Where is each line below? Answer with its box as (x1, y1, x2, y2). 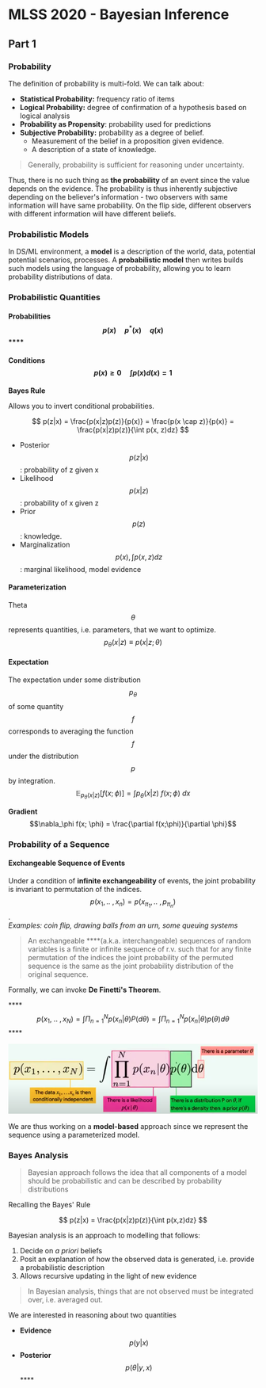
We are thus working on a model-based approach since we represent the (8, 1121, 249, 1131)
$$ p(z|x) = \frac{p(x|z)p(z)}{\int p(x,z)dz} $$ (58, 1214, 208, 1225)
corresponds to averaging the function (8, 726, 135, 736)
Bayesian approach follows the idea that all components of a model (27, 1167, 247, 1177)
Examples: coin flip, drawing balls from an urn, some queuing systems (8, 921, 238, 930)
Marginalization (19, 540, 70, 549)
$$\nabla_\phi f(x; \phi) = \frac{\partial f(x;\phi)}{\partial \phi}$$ (29, 818, 237, 829)
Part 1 (8, 37, 37, 51)
